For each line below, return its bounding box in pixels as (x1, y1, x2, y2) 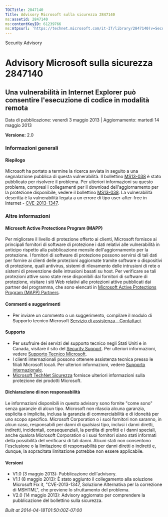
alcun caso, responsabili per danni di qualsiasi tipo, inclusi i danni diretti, (5, 421, 154, 427)
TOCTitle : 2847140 (5, 7, 43, 13)
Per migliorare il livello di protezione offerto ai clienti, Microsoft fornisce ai (5, 236, 157, 242)
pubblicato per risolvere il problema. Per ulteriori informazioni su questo (5, 179, 153, 185)
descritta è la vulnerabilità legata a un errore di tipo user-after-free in (5, 195, 147, 201)
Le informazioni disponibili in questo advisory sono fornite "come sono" (5, 400, 152, 406)
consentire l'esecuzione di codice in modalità (5, 96, 149, 104)
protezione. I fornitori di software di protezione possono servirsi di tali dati (5, 252, 157, 258)
